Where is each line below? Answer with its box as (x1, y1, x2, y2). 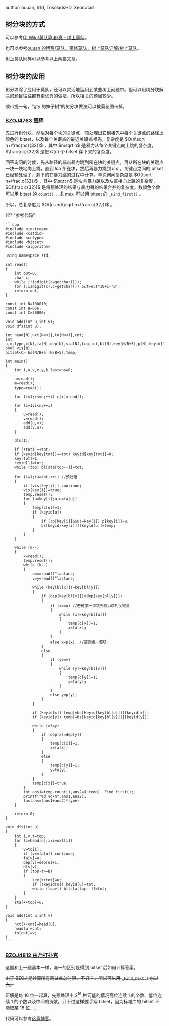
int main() (5, 359, 28, 364)
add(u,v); (23, 420, 44, 425)
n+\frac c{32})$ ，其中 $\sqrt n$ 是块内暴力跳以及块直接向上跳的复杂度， (5, 178, 158, 184)
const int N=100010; (5, 301, 49, 306)
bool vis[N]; (5, 345, 33, 351)
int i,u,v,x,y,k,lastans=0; (14, 367, 73, 372)
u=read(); (23, 412, 44, 417)
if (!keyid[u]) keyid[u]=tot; (32, 882, 96, 887)
